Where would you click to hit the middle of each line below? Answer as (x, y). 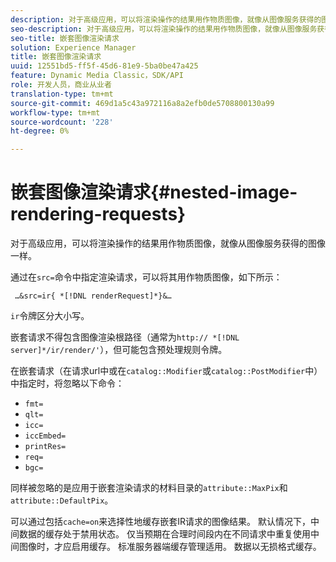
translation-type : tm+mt (62, 94)
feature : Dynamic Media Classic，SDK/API (97, 76)
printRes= (45, 447)
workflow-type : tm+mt (55, 112)
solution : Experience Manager (73, 47)
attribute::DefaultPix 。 (62, 500)
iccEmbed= (45, 436)
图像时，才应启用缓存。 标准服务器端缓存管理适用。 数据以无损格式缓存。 (170, 547)
